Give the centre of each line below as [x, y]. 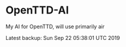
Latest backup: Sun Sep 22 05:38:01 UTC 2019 [63, 38]
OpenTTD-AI [37, 10]
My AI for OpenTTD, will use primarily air [55, 26]
